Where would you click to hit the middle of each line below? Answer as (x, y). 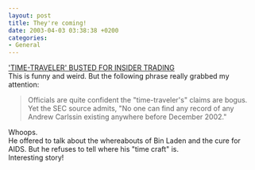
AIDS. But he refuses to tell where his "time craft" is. (94, 149)
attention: (24, 85)
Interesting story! (36, 158)
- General (25, 45)
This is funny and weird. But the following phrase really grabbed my (119, 76)
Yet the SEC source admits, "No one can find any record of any (131, 109)
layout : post (30, 15)
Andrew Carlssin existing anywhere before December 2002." (127, 117)
